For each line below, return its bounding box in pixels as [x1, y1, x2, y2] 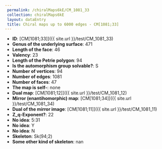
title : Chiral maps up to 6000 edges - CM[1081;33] [7, 21, 119, 27]
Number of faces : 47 [12, 79, 57, 85]
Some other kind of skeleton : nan [12, 139, 84, 145]
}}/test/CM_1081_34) [12, 101, 55, 107]
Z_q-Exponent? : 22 [12, 112, 54, 118]
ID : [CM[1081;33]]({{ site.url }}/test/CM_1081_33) [12, 36, 114, 42]
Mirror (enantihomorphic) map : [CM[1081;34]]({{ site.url [12, 95, 132, 102]
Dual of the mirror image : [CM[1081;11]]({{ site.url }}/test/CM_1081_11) [12, 106, 157, 112]
